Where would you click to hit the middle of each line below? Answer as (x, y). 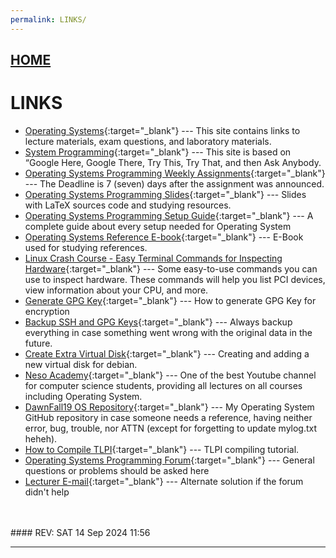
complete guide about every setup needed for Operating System (158, 226)
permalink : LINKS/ (48, 19)
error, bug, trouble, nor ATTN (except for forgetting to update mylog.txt (171, 428)
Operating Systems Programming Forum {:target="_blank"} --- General (169, 460)
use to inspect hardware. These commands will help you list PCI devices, (175, 279)
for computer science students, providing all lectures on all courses (163, 385)
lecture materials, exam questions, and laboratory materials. (148, 141)
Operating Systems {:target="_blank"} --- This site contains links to (162, 130)
